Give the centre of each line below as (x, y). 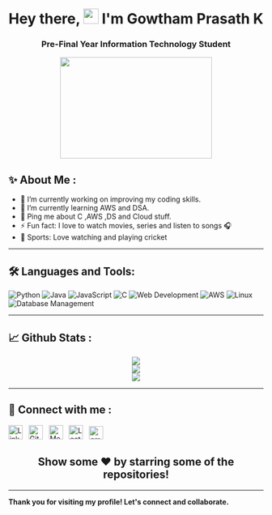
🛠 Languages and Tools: (72, 271)
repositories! (136, 475)
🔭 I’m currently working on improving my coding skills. (110, 199)
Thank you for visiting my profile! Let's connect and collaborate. (119, 501)
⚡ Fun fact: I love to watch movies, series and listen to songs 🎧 (126, 226)
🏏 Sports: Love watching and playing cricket (93, 237)
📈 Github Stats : (50, 337)
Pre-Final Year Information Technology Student (136, 45)
